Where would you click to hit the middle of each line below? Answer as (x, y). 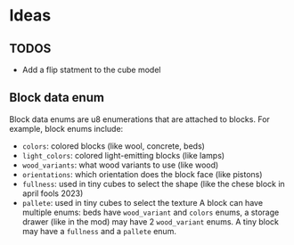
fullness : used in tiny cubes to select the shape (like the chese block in (153, 184)
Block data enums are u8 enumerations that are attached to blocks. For (139, 119)
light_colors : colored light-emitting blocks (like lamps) (123, 155)
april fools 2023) (53, 193)
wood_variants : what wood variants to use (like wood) (120, 165)
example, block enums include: (66, 128)
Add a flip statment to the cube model (91, 69)
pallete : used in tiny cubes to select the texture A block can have (143, 202)
